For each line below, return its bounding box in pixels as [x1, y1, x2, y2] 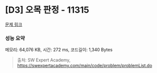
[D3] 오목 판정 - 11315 [5, 4, 89, 16]
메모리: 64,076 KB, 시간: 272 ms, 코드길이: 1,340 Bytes [5, 47, 113, 53]
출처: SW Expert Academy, [17, 57, 71, 63]
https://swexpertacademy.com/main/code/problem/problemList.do [17, 63, 153, 69]
